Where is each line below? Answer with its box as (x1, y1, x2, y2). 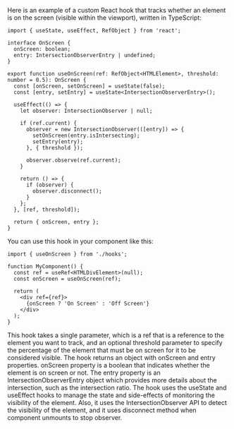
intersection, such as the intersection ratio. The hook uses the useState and (7, 384, 227, 392)
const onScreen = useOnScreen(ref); (13, 275, 121, 282)
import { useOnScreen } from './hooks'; (7, 250, 128, 258)
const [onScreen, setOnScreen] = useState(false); (13, 83, 166, 90)
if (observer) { (25, 181, 74, 188)
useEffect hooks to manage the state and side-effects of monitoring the (7, 391, 215, 399)
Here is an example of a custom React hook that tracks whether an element (7, 6, 226, 14)
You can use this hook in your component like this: (7, 237, 154, 246)
